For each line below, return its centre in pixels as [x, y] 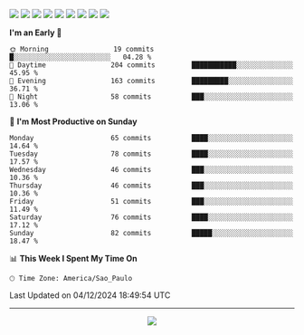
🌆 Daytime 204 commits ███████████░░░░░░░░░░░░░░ [152, 65]
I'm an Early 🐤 [36, 33]
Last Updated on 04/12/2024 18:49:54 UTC [90, 295]
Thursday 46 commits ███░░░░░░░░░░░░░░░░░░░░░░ [152, 186]
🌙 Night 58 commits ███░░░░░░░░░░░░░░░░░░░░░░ [152, 97]
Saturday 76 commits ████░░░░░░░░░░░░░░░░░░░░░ [152, 217]
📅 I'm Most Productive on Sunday [73, 121]
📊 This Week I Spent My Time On [73, 258]
